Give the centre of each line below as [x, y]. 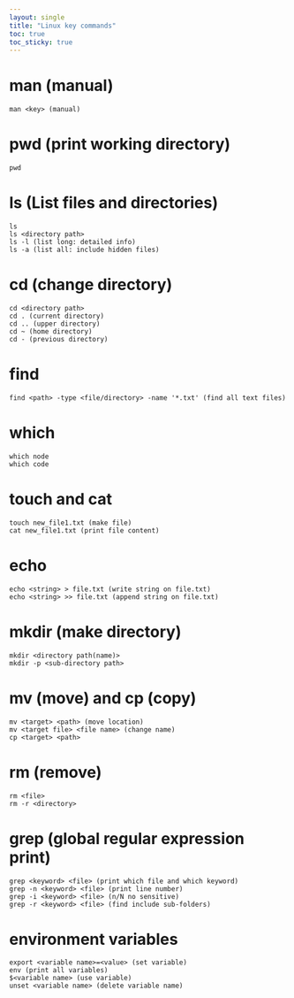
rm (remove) [56, 772]
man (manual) [61, 86]
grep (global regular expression [127, 838]
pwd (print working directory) [120, 145]
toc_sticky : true [41, 42]
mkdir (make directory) [95, 631]
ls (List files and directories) [114, 203]
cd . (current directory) [57, 316]
